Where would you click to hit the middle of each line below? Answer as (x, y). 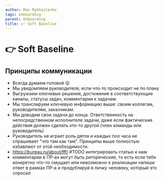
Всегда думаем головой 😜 (41, 83)
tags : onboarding (23, 14)
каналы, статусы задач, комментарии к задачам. (65, 99)
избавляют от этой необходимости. (50, 147)
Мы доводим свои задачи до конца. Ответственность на (73, 115)
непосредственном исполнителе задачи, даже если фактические (82, 120)
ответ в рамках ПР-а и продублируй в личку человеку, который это (84, 168)
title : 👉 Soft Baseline (31, 24)
